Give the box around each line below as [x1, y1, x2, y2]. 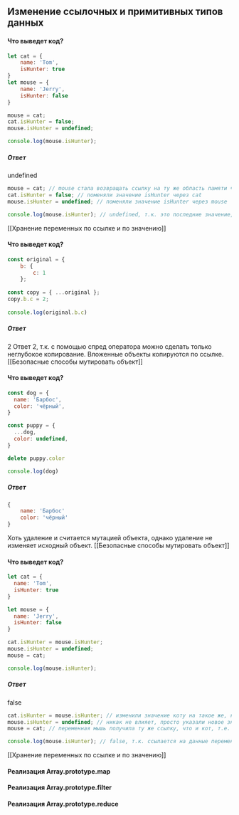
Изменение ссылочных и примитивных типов [7, 6, 223, 18]
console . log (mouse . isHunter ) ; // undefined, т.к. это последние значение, [7, 211, 234, 218]
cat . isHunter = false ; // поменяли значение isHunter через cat [7, 191, 202, 199]
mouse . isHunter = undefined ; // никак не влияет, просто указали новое [7, 718, 224, 725]
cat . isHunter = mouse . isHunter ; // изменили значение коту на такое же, [7, 712, 228, 719]
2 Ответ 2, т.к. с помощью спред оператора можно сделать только [7, 342, 212, 351]
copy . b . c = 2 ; [7, 295, 50, 303]
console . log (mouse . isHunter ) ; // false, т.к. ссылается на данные [7, 738, 208, 745]
